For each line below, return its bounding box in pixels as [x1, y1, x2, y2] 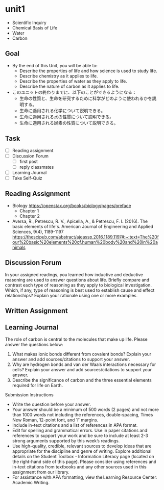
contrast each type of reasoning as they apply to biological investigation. [5, 282, 152, 288]
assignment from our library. [12, 469, 70, 475]
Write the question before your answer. [12, 401, 92, 407]
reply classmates [19, 164, 54, 170]
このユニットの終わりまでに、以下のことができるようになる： [12, 89, 137, 95]
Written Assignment [5, 307, 68, 315]
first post [19, 158, 38, 164]
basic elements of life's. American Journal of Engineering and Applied [12, 223, 153, 229]
